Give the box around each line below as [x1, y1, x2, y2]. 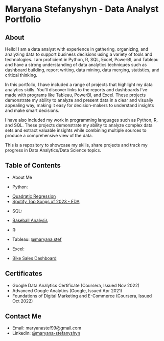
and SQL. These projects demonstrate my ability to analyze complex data [5, 122, 153, 128]
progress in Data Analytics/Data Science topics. [5, 148, 101, 153]
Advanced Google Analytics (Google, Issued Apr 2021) [12, 287, 122, 294]
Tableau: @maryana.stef [12, 236, 62, 242]
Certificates [5, 270, 43, 278]
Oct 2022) [12, 298, 33, 304]
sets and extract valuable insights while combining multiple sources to [5, 128, 147, 133]
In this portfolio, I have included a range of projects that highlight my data [5, 82, 153, 87]
